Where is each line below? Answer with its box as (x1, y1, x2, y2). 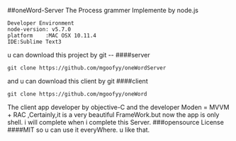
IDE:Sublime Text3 (7, 38, 62, 45)
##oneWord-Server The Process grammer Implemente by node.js (7, 6, 198, 14)
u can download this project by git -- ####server (7, 51, 150, 59)
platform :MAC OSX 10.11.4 (7, 32, 97, 39)
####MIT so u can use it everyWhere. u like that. (7, 125, 150, 134)
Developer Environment (7, 20, 74, 27)
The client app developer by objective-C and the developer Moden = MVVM (7, 103, 230, 111)
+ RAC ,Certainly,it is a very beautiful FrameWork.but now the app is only (7, 111, 220, 119)
